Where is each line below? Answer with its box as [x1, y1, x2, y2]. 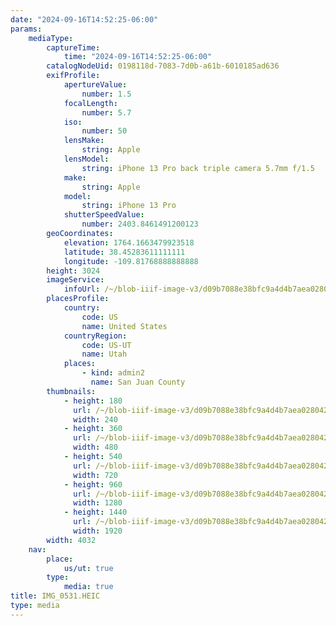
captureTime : [46, 42, 101, 53]
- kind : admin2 [81, 368, 145, 378]
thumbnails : [46, 386, 97, 396]
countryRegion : [63, 331, 128, 341]
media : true [63, 582, 114, 592]
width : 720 [73, 470, 118, 480]
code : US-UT [81, 340, 132, 350]
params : [10, 24, 43, 34]
